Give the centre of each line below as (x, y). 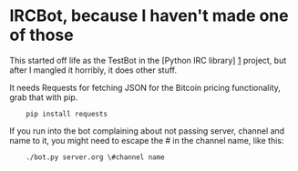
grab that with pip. (44, 97)
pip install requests (67, 114)
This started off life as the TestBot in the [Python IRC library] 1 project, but (148, 60)
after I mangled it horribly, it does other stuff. (93, 70)
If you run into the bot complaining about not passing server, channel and (147, 131)
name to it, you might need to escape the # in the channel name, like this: (147, 140)
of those (42, 35)
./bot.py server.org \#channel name (96, 157)
